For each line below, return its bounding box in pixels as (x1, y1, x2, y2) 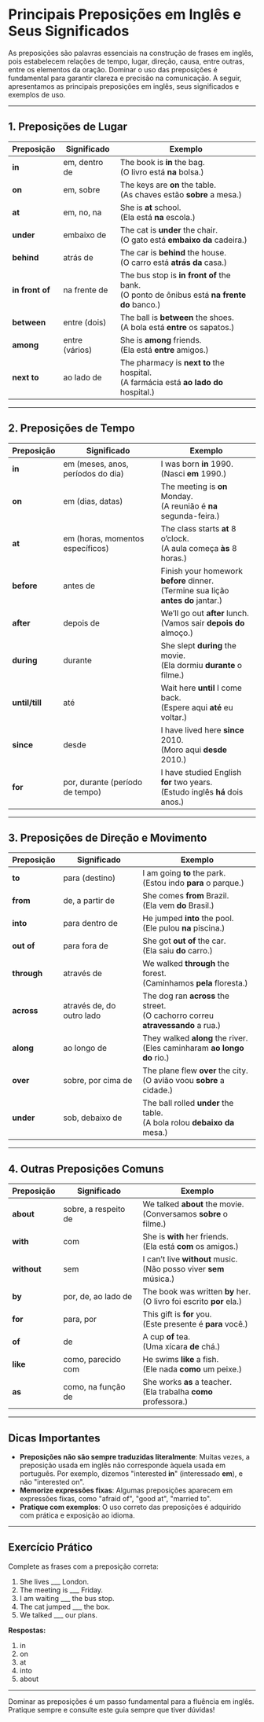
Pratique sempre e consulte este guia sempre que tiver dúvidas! (8, 1705, 215, 1714)
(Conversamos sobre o (142, 1209, 228, 1220)
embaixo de (62, 229, 107, 240)
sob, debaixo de (62, 1112, 123, 1123)
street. (142, 1001, 167, 1012)
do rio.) (142, 1052, 170, 1063)
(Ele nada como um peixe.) (142, 1364, 242, 1375)
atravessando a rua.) (142, 1020, 222, 1031)
